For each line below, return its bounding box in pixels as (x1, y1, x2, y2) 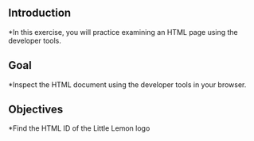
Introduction (8, 6, 72, 20)
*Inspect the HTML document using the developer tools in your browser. (8, 79, 247, 90)
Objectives (8, 103, 64, 116)
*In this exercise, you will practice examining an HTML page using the (8, 27, 239, 36)
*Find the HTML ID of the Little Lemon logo (8, 124, 150, 133)
